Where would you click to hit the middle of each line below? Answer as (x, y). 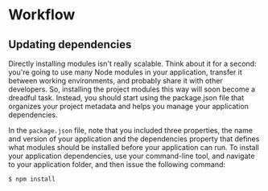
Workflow (42, 15)
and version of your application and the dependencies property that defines (134, 139)
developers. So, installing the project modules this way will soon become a (132, 89)
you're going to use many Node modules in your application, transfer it (126, 72)
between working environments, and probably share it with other (115, 81)
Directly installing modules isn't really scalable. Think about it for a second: (132, 63)
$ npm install (32, 179)
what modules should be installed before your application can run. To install (134, 147)
